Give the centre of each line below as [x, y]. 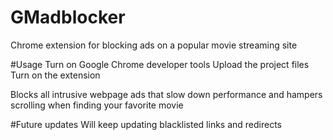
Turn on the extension [55, 75]
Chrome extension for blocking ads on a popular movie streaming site [154, 45]
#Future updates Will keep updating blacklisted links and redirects [146, 124]
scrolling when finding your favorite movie [97, 105]
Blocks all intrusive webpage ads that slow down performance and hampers [166, 94]
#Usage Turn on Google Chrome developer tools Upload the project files [160, 64]
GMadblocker [68, 17]
